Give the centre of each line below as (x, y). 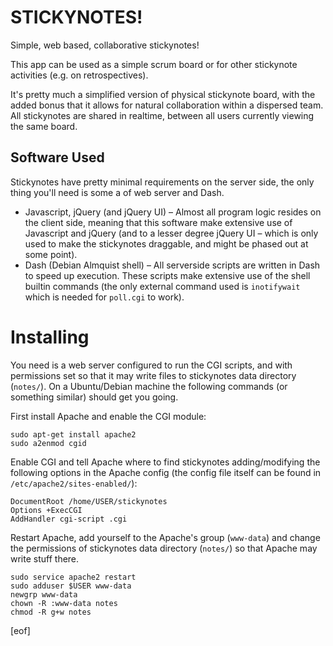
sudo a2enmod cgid (48, 443)
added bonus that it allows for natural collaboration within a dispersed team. (167, 105)
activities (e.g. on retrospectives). (79, 75)
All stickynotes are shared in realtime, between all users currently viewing (162, 115)
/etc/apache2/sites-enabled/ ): (74, 483)
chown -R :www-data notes (64, 603)
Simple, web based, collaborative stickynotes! (105, 45)
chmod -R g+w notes (51, 612)
